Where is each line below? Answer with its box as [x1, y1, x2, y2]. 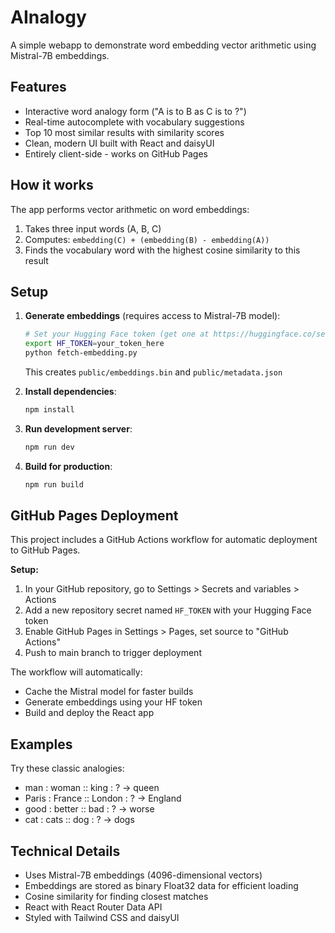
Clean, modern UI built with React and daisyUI [24, 137, 215, 149]
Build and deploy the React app [24, 707, 155, 719]
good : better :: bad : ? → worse [24, 803, 155, 815]
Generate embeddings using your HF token [24, 696, 203, 708]
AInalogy [10, 6, 87, 29]
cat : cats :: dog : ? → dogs [24, 814, 135, 826]
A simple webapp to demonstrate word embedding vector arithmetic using [10, 39, 317, 51]
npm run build [24, 479, 84, 490]
